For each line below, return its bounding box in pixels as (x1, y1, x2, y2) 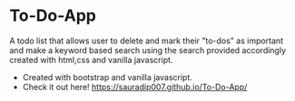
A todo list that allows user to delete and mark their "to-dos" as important (9, 35, 284, 46)
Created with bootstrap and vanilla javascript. (22, 71, 193, 82)
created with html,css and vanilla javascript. (9, 54, 173, 65)
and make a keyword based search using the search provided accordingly (9, 44, 287, 55)
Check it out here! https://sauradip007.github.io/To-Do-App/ (22, 81, 248, 92)
